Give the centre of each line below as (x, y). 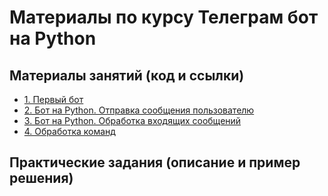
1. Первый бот (53, 99)
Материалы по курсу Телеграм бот (164, 17)
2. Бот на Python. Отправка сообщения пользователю (139, 110)
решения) (41, 178)
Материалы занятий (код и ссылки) (127, 75)
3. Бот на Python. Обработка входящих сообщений (132, 120)
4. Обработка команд (69, 131)
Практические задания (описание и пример (155, 162)
